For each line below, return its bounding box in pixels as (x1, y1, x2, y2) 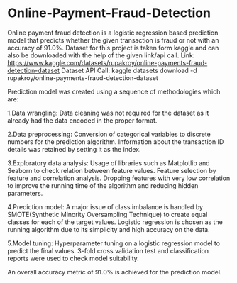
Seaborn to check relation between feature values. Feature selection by (7, 166, 216, 174)
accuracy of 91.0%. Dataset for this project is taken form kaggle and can (7, 43, 219, 52)
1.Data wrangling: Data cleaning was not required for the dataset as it (7, 109, 209, 117)
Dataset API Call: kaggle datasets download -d (61, 66, 197, 74)
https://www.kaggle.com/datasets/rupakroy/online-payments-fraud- (7, 58, 208, 67)
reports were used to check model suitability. (7, 254, 140, 262)
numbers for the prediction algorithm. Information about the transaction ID (7, 137, 224, 146)
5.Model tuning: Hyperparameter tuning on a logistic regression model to (7, 239, 221, 248)
